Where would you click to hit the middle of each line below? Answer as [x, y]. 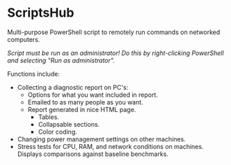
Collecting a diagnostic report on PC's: [73, 87]
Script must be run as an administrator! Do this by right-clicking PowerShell [115, 53]
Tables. [48, 117]
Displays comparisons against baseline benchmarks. [93, 154]
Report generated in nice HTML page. [82, 109]
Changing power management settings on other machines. [101, 139]
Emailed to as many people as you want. [86, 102]
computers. [24, 39]
